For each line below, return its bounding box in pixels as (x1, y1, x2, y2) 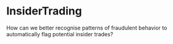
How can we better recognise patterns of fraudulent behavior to (6, 24, 167, 31)
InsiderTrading (6, 4, 83, 18)
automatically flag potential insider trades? (6, 30, 114, 37)
